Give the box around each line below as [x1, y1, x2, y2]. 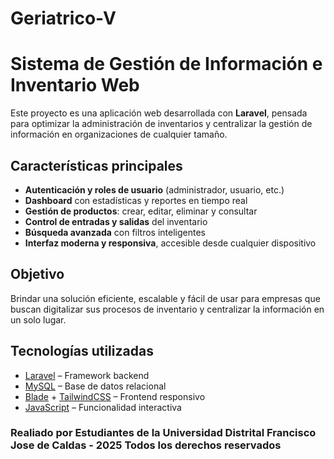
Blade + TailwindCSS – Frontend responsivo [24, 390, 206, 402]
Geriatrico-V [10, 7, 117, 30]
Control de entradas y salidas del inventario [24, 215, 208, 227]
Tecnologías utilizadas [10, 343, 154, 360]
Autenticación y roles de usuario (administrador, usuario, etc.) [24, 183, 285, 196]
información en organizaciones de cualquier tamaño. [10, 128, 228, 141]
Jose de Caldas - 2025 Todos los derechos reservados [10, 438, 282, 452]
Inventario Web [10, 74, 140, 97]
